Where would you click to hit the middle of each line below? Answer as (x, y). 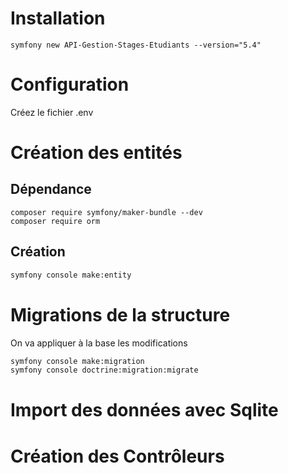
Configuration (70, 84)
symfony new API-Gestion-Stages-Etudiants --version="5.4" (136, 45)
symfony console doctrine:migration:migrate (104, 370)
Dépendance (51, 189)
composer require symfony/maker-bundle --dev (106, 212)
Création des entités (96, 153)
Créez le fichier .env (52, 112)
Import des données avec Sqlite (144, 410)
